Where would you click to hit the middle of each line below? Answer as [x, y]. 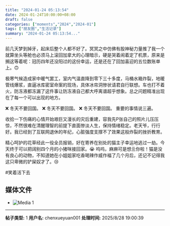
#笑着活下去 [18, 172]
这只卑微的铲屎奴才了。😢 [32, 162]
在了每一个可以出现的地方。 [34, 98]
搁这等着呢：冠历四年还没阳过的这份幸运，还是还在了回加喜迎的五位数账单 [83, 61]
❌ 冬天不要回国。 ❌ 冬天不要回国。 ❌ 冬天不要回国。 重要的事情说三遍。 [80, 108]
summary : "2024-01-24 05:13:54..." [43, 34]
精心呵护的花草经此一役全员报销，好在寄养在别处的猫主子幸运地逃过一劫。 [83, 142]
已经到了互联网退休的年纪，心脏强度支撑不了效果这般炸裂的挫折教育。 [92, 132]
